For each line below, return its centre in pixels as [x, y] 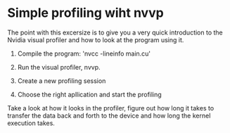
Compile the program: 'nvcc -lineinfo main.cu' [84, 53]
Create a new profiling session [62, 81]
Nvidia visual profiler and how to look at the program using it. [96, 39]
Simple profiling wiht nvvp [85, 13]
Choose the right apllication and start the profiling [89, 94]
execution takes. [31, 123]
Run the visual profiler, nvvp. [59, 67]
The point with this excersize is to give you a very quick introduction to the [115, 32]
